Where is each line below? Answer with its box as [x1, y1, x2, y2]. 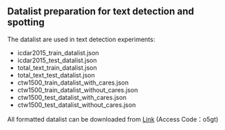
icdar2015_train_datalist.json [17, 48, 99, 57]
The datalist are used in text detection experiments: [7, 35, 156, 43]
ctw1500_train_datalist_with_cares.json [17, 78, 129, 87]
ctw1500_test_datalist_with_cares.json [17, 93, 127, 101]
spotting [7, 17, 45, 29]
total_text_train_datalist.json [17, 63, 98, 72]
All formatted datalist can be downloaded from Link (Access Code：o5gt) [7, 115, 219, 123]
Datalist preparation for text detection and [7, 6, 194, 17]
